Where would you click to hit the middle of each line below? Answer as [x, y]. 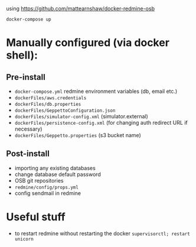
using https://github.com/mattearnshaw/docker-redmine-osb [81, 9]
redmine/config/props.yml [46, 187]
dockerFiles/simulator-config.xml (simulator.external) [81, 116]
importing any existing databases [55, 168]
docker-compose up [29, 19]
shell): [22, 55]
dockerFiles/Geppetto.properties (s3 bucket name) [78, 135]
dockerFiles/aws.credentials [50, 98]
